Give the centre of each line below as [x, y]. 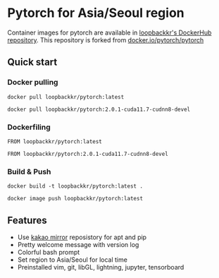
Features [27, 220]
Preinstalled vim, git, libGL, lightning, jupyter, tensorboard [101, 267]
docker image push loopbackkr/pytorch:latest [75, 199]
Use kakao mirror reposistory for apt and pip [82, 237]
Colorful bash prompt [49, 253]
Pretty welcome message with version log [78, 245]
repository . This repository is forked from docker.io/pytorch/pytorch [106, 40]
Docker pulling [33, 83]
